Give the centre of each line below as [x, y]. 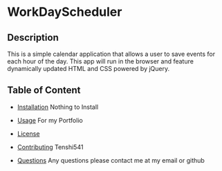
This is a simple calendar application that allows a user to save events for [111, 54]
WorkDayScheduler [65, 12]
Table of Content [44, 90]
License [28, 133]
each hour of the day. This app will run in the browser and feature [100, 61]
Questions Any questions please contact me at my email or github [111, 160]
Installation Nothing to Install [58, 107]
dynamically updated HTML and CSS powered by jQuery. [89, 69]
